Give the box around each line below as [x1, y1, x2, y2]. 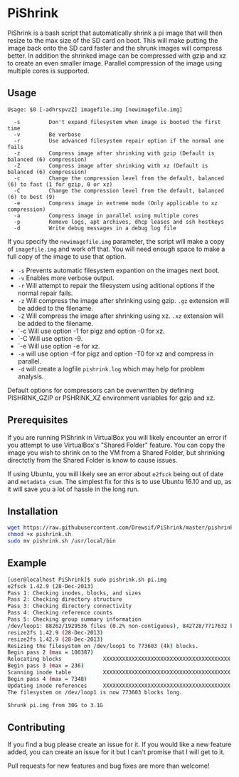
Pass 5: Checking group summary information [7, 616, 142, 623]
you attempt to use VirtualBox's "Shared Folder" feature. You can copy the [7, 441, 225, 449]
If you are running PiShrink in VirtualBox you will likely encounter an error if [7, 433, 228, 441]
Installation [7, 505, 58, 518]
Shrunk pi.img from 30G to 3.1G [7, 701, 103, 709]
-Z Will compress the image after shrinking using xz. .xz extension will [17, 312, 224, 320]
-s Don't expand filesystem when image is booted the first [14, 118, 221, 125]
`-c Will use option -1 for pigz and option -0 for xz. [17, 326, 165, 335]
